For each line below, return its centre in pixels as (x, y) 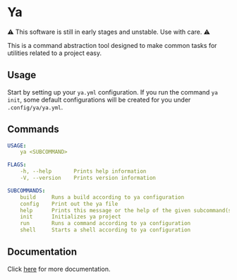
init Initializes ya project (71, 217)
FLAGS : (17, 165)
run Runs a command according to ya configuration (105, 224)
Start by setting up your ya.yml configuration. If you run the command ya (113, 92)
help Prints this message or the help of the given (105, 210)
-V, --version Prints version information (88, 178)
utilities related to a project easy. (55, 53)
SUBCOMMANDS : (26, 190)
